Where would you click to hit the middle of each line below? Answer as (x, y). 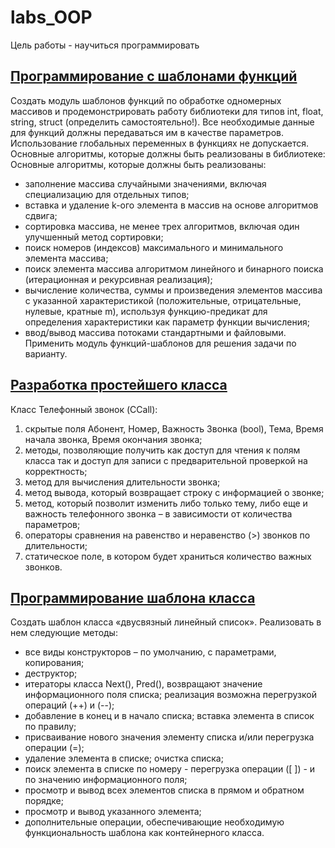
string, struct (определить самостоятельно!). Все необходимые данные (162, 122)
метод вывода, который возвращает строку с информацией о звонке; (174, 492)
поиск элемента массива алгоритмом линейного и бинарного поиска (174, 268)
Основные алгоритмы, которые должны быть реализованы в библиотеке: (168, 153)
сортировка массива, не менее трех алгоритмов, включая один (162, 226)
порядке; (44, 801)
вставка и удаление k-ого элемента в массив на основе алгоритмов (171, 205)
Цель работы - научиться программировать (105, 45)
